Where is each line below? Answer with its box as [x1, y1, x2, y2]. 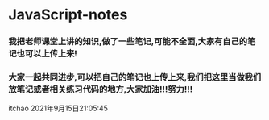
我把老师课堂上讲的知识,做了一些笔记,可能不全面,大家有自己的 [8, 36, 248, 48]
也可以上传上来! [16, 48, 78, 60]
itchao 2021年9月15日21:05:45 [8, 103, 109, 114]
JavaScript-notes [8, 6, 128, 24]
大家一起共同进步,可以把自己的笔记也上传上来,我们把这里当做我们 [8, 72, 262, 83]
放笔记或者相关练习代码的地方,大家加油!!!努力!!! [8, 84, 193, 95]
